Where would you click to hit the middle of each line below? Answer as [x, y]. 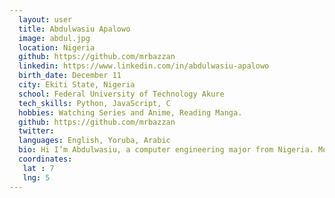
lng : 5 [36, 177]
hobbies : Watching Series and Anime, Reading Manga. [130, 112]
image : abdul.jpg [54, 38]
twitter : [36, 131]
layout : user [45, 19]
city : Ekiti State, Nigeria [77, 85]
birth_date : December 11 [70, 76]
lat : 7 [38, 168]
